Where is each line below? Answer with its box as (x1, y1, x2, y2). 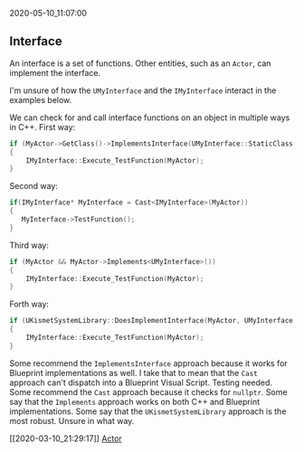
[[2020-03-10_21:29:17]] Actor (9, 433, 122, 444)
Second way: (9, 181, 59, 192)
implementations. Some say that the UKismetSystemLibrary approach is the (9, 406, 287, 417)
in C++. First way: (9, 121, 76, 132)
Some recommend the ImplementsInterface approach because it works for (9, 357, 288, 369)
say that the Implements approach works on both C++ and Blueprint (9, 396, 261, 407)
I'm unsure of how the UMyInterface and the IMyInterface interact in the (9, 85, 277, 96)
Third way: (9, 240, 50, 250)
